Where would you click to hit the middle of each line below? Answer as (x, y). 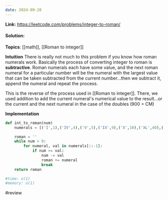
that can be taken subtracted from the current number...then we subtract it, (83, 78)
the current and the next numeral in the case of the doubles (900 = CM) (80, 104)
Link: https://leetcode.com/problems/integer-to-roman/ (63, 24)
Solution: (15, 36)
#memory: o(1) (20, 183)
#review (14, 193)
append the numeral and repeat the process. (52, 83)
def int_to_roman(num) (29, 123)
